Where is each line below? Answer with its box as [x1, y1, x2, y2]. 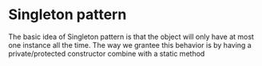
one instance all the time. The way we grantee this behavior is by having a [8, 40, 252, 49]
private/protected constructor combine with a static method [8, 49, 205, 58]
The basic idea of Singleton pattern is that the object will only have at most [8, 32, 254, 41]
